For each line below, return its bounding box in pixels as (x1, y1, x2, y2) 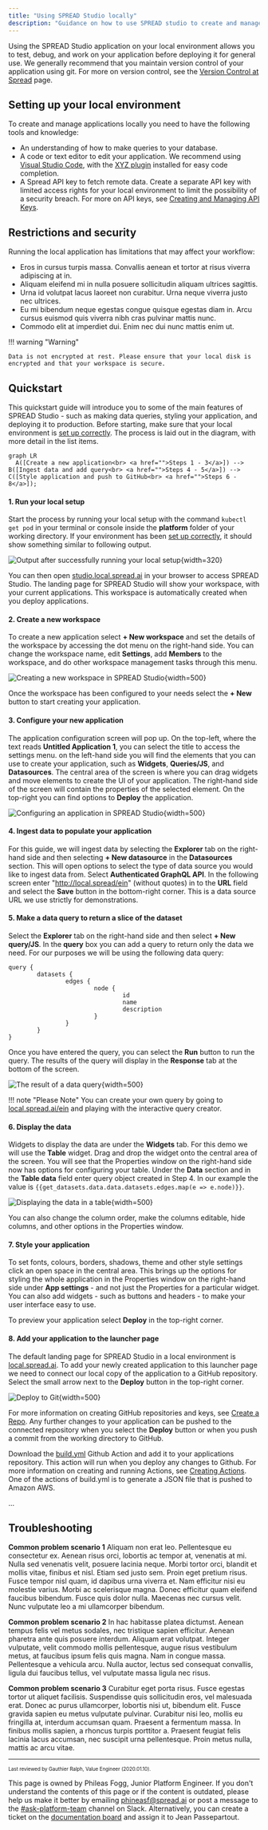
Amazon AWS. (8, 1483, 56, 1492)
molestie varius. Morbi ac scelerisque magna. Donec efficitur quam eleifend (8, 1585, 258, 1594)
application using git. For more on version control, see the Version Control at (8, 66, 259, 76)
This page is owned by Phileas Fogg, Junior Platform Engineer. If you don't (8, 1778, 254, 1788)
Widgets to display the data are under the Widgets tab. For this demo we (8, 1139, 248, 1150)
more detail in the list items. (8, 436, 99, 446)
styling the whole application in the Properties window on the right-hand (8, 1274, 246, 1284)
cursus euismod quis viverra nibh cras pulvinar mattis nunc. (19, 313, 217, 323)
